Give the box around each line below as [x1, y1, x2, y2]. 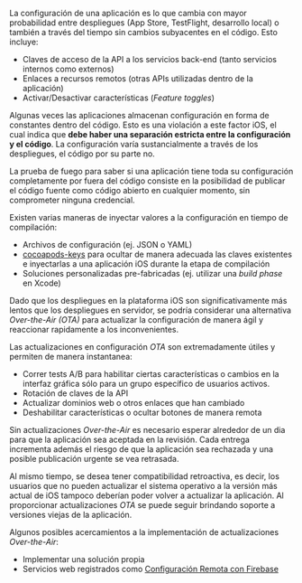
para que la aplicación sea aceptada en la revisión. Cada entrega [9, 434, 251, 445]
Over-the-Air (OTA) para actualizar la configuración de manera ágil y [9, 315, 264, 324]
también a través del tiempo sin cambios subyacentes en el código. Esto [9, 27, 278, 37]
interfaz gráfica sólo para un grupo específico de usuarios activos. [22, 379, 270, 389]
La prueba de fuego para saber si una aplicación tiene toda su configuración [9, 166, 294, 176]
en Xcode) [22, 277, 61, 288]
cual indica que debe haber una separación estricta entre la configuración [9, 129, 291, 139]
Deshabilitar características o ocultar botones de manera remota [22, 407, 262, 418]
